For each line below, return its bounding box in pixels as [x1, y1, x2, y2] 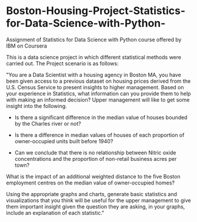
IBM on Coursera [6, 42, 47, 49]
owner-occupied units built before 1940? [14, 137, 113, 144]
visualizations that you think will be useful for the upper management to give [6, 197, 191, 204]
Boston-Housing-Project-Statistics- [6, 4, 186, 18]
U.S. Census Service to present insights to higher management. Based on [6, 83, 184, 90]
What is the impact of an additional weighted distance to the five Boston [6, 173, 181, 180]
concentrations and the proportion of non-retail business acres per [14, 155, 177, 162]
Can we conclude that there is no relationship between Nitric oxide [14, 149, 176, 156]
